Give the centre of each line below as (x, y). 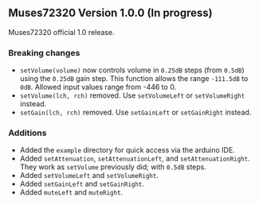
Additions (27, 133)
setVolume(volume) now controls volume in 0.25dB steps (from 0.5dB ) (132, 70)
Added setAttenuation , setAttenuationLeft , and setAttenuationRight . (135, 159)
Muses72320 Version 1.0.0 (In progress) (110, 13)
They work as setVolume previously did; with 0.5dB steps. (113, 167)
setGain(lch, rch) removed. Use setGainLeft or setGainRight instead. (135, 112)
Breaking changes (44, 52)
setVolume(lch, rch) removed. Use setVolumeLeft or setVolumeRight (132, 95)
